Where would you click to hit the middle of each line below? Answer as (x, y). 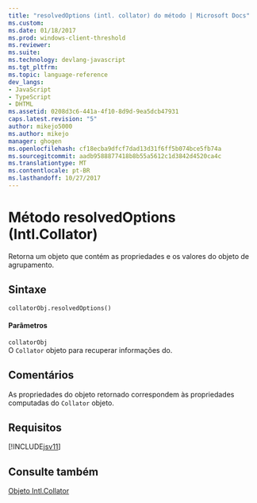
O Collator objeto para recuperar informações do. (90, 350)
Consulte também (54, 472)
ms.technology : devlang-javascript (67, 60)
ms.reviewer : (30, 45)
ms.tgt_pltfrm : (33, 68)
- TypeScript (30, 97)
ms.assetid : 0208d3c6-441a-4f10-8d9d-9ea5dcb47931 (94, 112)
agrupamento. (31, 265)
